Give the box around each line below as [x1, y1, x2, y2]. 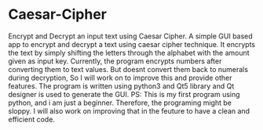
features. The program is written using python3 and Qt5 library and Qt [8, 81, 235, 91]
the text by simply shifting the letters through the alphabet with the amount [8, 48, 250, 57]
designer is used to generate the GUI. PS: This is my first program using [8, 89, 241, 99]
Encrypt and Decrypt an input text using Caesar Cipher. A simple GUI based [8, 31, 253, 41]
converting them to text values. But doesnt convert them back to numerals [8, 64, 249, 74]
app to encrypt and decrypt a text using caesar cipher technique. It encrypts [8, 39, 256, 49]
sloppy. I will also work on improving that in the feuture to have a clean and [8, 106, 250, 115]
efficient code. [8, 114, 55, 124]
